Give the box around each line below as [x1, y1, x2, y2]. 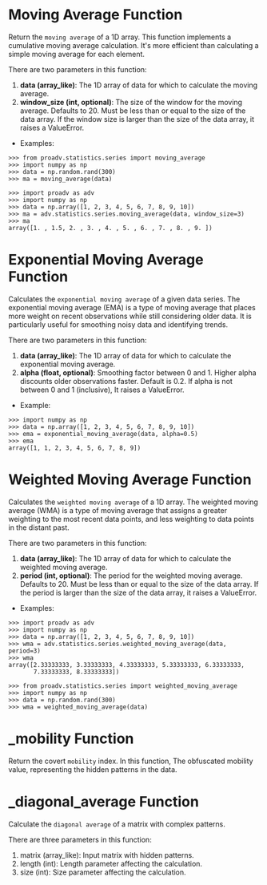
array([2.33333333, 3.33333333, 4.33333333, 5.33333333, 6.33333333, [8, 661, 245, 669]
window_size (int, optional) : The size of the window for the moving [19, 97, 242, 107]
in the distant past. [8, 523, 70, 532]
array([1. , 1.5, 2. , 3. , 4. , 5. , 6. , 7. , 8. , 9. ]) [8, 224, 213, 232]
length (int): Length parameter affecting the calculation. [19, 859, 202, 868]
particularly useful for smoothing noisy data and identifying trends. [8, 319, 229, 329]
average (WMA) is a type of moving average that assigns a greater [8, 505, 228, 515]
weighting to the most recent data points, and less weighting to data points [8, 514, 254, 523]
